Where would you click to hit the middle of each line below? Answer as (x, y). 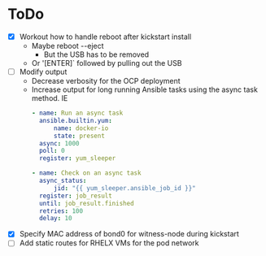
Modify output (43, 72)
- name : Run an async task (77, 113)
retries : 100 (61, 211)
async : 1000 (59, 143)
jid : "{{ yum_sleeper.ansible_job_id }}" (124, 188)
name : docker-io (81, 128)
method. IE (50, 98)
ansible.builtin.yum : (76, 120)
